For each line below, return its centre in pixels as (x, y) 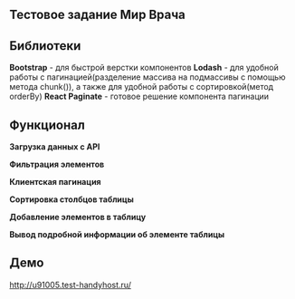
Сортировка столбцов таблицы (71, 199)
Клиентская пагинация (55, 182)
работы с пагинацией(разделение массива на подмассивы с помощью (147, 77)
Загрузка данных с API (55, 147)
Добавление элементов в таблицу (78, 217)
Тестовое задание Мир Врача (97, 15)
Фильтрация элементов (57, 164)
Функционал (48, 125)
